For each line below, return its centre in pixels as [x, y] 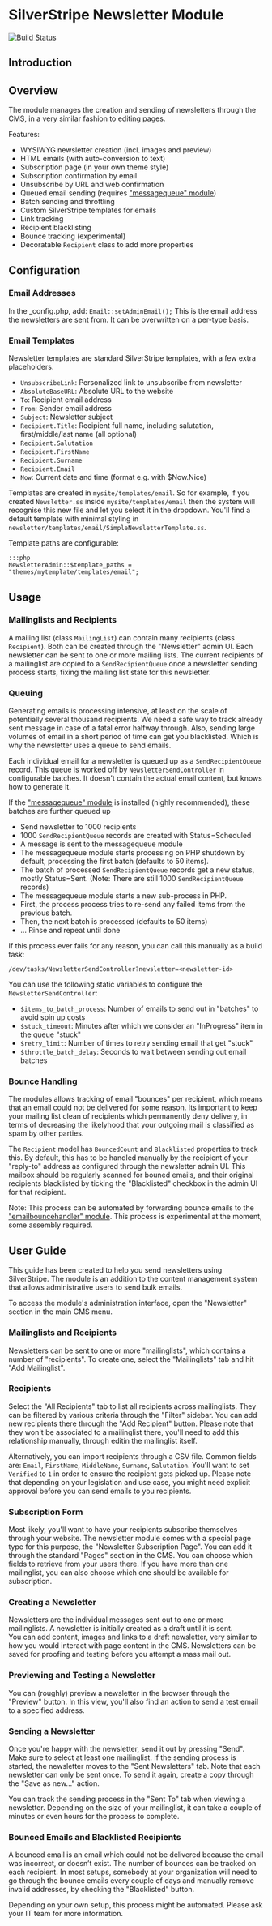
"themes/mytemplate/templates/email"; [74, 572]
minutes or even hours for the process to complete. [94, 1816]
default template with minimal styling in [74, 519]
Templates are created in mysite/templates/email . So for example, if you [129, 493]
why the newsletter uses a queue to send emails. [90, 745]
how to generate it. [40, 787]
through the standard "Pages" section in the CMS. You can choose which [131, 1556]
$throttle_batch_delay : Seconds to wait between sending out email [133, 1052]
